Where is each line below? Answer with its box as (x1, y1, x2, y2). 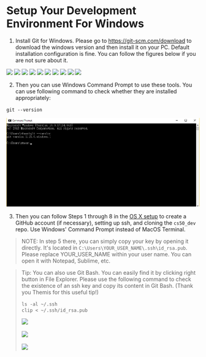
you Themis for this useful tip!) (21, 289, 99, 296)
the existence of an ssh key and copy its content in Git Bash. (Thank (21, 282, 193, 290)
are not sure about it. (15, 56, 69, 64)
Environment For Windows (6, 17, 145, 31)
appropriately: (15, 94, 51, 101)
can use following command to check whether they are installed (15, 87, 177, 95)
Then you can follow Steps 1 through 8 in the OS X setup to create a (15, 213, 187, 220)
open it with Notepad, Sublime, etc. (21, 257, 110, 264)
